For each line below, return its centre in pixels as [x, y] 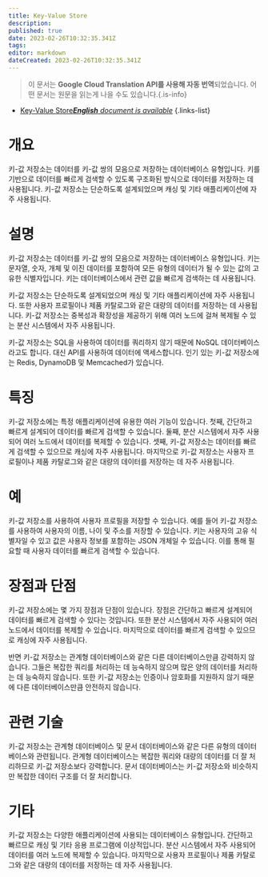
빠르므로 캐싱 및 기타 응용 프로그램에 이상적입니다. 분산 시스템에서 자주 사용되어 [132, 845]
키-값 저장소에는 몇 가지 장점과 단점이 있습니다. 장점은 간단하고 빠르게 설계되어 [130, 609]
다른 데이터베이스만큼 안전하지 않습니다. [79, 687]
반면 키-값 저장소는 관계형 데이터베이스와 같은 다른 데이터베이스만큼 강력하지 [127, 657]
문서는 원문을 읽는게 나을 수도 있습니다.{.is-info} [112, 94]
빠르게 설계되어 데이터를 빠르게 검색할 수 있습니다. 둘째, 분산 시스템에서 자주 [127, 431]
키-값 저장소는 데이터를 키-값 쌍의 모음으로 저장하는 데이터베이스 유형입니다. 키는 [134, 258]
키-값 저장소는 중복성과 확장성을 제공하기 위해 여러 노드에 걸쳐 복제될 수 [136, 315]
